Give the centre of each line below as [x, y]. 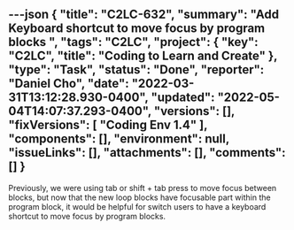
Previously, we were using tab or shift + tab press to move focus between [143, 188]
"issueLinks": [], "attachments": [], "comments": [147, 153]
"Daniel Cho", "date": [69, 84]
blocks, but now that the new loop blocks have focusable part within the [139, 197]
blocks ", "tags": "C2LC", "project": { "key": [133, 42]
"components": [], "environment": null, [119, 139]
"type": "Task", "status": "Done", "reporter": [136, 70]
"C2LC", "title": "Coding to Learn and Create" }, [143, 56]
